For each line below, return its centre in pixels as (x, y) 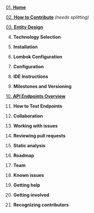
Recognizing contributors (41, 205)
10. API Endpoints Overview (36, 96)
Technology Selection (37, 37)
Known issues (29, 175)
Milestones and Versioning (42, 86)
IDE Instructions (30, 76)
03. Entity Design (25, 27)
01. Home (16, 7)
